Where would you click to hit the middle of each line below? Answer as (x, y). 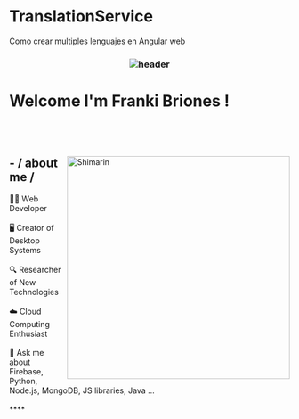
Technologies (34, 292)
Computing (30, 324)
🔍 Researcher (35, 269)
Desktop (24, 240)
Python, (24, 381)
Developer (28, 208)
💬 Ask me (27, 352)
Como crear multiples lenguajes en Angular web (97, 41)
